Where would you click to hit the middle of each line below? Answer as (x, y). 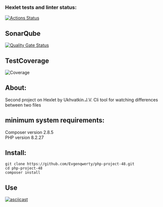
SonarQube (23, 33)
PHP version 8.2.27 (24, 137)
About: (16, 88)
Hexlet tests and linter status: (41, 7)
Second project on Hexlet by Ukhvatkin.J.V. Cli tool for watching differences (81, 100)
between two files (23, 105)
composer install (23, 173)
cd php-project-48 (24, 168)
